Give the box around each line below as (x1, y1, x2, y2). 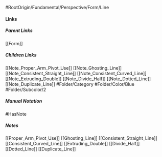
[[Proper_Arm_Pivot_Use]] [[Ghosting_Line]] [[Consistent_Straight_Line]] (5, 135, 157, 141)
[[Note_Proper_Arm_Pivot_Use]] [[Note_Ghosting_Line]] (5, 65, 122, 71)
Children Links (5, 52, 37, 58)
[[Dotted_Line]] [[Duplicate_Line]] (5, 146, 76, 152)
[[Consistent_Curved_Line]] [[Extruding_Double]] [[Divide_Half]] (5, 141, 140, 147)
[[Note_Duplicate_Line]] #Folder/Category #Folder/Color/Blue (5, 81, 134, 87)
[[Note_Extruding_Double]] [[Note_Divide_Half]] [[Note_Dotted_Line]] (5, 76, 151, 82)
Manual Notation (5, 98, 42, 104)
